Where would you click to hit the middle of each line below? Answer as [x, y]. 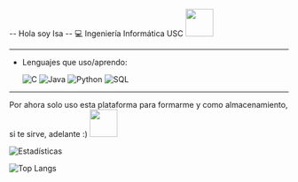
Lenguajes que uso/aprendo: [74, 62]
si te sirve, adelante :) [49, 134]
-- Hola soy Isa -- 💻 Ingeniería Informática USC [96, 34]
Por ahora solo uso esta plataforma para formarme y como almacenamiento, [149, 105]
